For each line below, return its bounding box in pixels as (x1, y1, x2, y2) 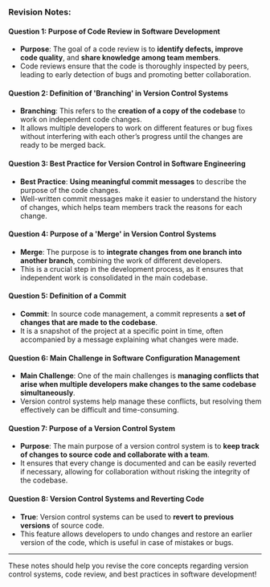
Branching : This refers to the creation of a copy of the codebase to (19, 106, 246, 116)
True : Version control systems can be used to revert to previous (19, 511, 235, 521)
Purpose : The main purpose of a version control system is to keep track (19, 441, 260, 451)
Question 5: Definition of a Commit (8, 291, 127, 301)
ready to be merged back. (19, 140, 106, 150)
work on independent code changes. (19, 115, 142, 125)
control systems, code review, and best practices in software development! (8, 569, 257, 579)
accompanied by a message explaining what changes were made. (19, 335, 239, 344)
